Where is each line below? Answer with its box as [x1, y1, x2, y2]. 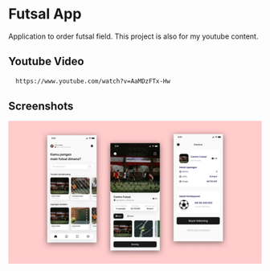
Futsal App [8, 5, 82, 23]
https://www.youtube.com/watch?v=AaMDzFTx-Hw [15, 77, 171, 85]
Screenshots [8, 100, 74, 113]
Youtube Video [8, 55, 84, 68]
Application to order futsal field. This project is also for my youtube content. [8, 31, 259, 41]
